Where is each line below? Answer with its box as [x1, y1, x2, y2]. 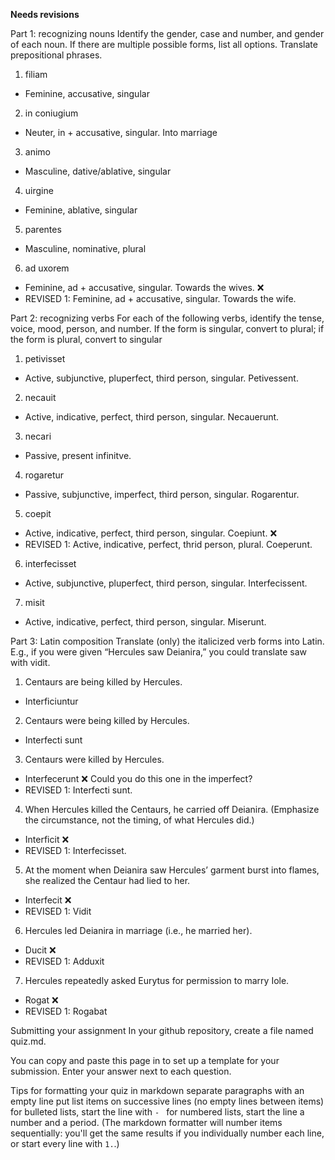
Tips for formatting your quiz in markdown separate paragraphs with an [10, 1085, 305, 1096]
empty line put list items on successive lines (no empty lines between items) [10, 1095, 325, 1107]
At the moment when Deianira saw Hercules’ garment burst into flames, [24, 864, 320, 876]
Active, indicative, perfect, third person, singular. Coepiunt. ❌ [24, 527, 278, 539]
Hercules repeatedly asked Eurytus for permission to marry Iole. [24, 975, 290, 986]
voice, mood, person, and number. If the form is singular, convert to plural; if [10, 323, 325, 334]
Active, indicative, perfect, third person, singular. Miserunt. [24, 616, 267, 628]
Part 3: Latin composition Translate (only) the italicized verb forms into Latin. [10, 635, 325, 647]
